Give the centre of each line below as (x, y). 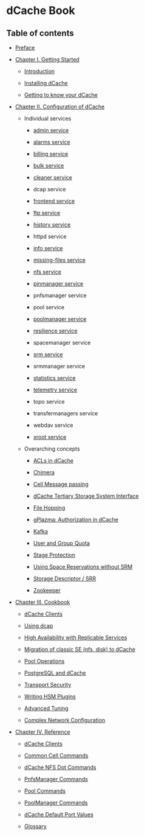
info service (48, 248)
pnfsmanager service (60, 295)
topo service (49, 402)
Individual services (48, 118)
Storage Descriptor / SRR (65, 578)
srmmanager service (59, 366)
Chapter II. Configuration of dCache (60, 107)
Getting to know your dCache (61, 95)
